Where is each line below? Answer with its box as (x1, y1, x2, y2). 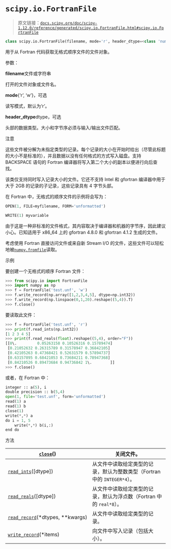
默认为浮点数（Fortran (102, 493, 156, 500)
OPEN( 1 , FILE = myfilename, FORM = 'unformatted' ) (5, 204, 106, 209)
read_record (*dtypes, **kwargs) (8, 514, 88, 521)
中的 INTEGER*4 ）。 (92, 476, 135, 483)
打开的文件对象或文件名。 (5, 81, 59, 87)
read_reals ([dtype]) (8, 493, 56, 500)
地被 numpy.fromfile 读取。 (5, 246, 60, 253)
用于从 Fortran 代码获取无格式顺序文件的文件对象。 (5, 48, 112, 55)
